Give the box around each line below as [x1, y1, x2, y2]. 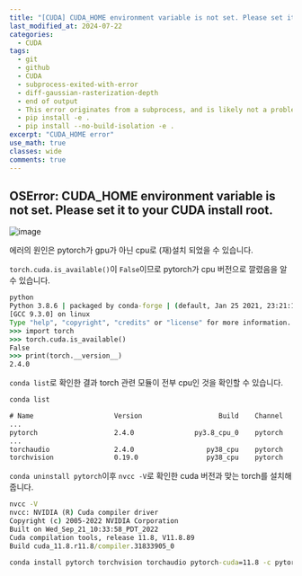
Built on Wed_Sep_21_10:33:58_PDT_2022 [9, 525, 159, 534]
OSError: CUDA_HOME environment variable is [9, 188, 276, 203]
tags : [9, 47, 30, 56]
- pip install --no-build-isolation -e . [17, 122, 175, 131]
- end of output [17, 96, 78, 106]
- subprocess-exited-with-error [17, 80, 139, 89]
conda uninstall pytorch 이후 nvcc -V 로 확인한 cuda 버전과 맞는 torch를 [9, 471, 268, 482]
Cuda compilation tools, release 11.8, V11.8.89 [9, 533, 195, 542]
